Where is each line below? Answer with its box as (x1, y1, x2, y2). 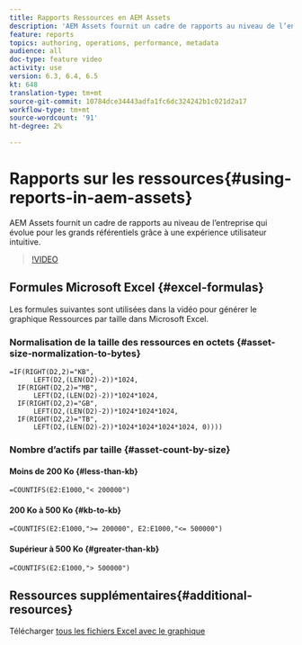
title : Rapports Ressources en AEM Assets (9, 13, 171, 22)
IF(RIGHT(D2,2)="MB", (17, 383, 99, 392)
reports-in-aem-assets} (9, 188, 193, 208)
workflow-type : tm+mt (9, 105, 91, 114)
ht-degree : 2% (9, 122, 63, 131)
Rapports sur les (9, 168, 135, 189)
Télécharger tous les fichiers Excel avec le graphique (9, 626, 206, 637)
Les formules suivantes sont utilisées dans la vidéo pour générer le (9, 303, 258, 315)
